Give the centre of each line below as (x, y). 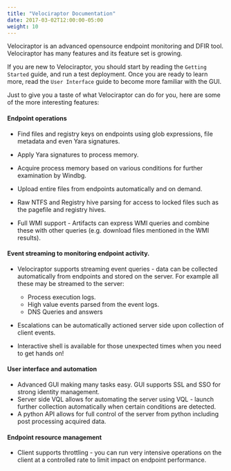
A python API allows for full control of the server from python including (118, 414)
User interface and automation (52, 369)
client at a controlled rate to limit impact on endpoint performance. (112, 460)
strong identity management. (58, 391)
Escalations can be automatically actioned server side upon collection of (120, 325)
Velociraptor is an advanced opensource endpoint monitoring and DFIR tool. (115, 46)
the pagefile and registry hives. (62, 209)
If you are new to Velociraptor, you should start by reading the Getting (107, 67)
